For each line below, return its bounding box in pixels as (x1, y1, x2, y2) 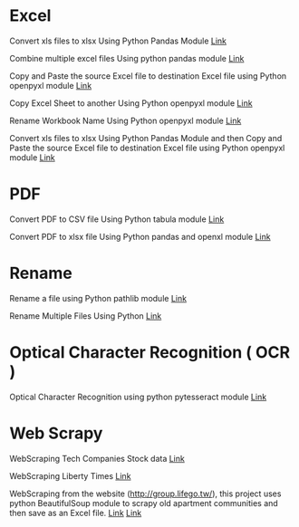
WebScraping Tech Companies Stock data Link (9, 453, 186, 464)
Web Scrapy (9, 423, 103, 444)
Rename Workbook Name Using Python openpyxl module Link (9, 115, 242, 126)
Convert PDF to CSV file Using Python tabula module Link (9, 214, 225, 225)
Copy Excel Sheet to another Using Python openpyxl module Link (9, 97, 253, 109)
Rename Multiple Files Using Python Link (9, 310, 162, 321)
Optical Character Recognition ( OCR (9, 342, 291, 362)
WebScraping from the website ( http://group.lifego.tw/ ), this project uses (9, 488, 282, 499)
